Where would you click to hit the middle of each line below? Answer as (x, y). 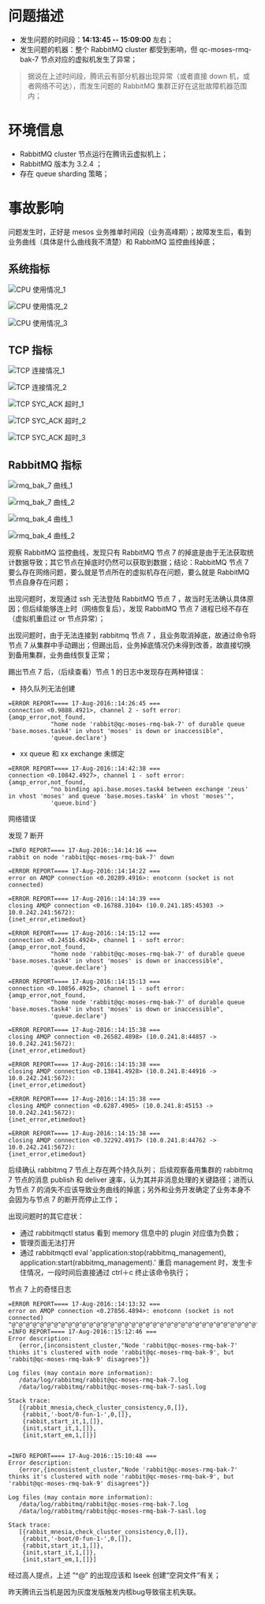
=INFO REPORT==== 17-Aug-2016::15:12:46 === (82, 1332)
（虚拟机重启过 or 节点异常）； (57, 619)
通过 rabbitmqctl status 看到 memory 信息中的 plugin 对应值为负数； (130, 1233)
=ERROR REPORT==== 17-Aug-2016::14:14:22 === (84, 871)
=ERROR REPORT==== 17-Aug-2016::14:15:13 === (84, 982)
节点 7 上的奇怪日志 (40, 1289)
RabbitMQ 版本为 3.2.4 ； (61, 163)
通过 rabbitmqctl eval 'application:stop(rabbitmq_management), (123, 1253)
